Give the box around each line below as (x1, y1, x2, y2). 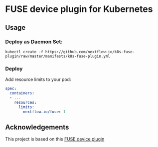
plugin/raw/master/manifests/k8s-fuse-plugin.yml (5, 54, 111, 59)
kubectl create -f (5, 49, 43, 54)
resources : (14, 100, 37, 105)
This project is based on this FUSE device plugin (5, 136, 105, 142)
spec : (5, 86, 16, 91)
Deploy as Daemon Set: (5, 38, 63, 45)
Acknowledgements (5, 123, 69, 131)
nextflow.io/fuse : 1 (23, 109, 66, 114)
